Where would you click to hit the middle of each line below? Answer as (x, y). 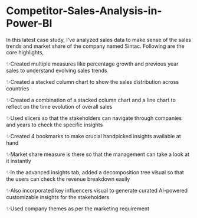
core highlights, (25, 52)
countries (18, 88)
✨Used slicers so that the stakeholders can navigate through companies (94, 118)
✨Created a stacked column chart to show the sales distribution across (92, 82)
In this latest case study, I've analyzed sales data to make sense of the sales (99, 40)
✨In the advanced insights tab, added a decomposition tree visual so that (95, 172)
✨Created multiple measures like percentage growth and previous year (92, 64)
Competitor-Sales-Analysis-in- (84, 11)
